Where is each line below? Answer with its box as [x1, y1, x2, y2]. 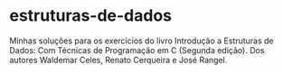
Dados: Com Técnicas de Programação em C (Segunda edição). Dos [9, 44, 265, 55]
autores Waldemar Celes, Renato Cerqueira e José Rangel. [9, 54, 228, 65]
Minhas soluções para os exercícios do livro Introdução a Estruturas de [9, 35, 274, 46]
